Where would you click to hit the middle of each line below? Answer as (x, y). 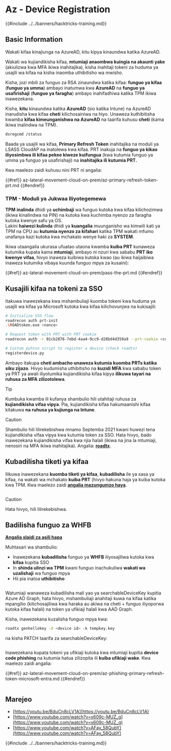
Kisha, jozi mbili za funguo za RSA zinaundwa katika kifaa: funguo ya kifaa (83, 82)
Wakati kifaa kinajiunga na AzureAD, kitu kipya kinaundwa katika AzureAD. (83, 51)
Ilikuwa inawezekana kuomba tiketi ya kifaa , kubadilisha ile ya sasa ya (80, 474)
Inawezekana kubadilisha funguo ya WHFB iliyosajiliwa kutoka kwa (83, 557)
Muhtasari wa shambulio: (32, 547)
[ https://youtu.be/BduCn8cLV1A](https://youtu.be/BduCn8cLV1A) (81, 712)
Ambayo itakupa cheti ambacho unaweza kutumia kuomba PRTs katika (81, 362)
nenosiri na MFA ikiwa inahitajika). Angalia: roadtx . (58, 446)
